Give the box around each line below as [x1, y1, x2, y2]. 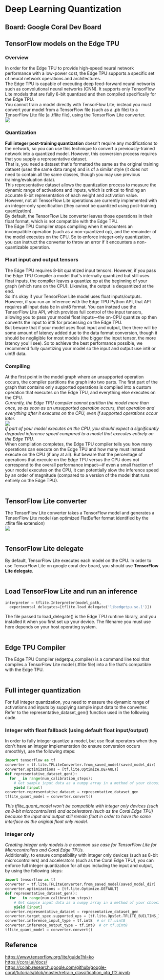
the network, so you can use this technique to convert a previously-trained [5, 145, 155, 151]
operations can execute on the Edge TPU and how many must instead [5, 446, 145, 452]
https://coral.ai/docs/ [5, 959, 48, 965]
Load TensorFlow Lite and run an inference [5, 587, 138, 596]
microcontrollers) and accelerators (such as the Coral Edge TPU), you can [5, 857, 154, 864]
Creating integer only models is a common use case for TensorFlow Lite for [5, 842, 157, 848]
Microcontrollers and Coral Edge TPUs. [5, 847, 84, 853]
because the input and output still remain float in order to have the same [5, 813, 151, 820]
